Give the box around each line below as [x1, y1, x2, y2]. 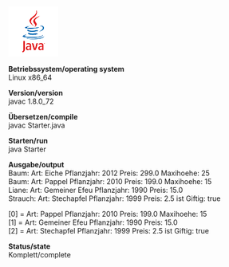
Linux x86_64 [8, 73, 53, 82]
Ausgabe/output [8, 160, 65, 169]
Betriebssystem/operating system [8, 65, 125, 73]
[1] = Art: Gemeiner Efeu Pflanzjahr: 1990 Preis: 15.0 [8, 218, 178, 227]
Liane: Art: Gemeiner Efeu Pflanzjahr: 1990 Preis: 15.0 [8, 186, 184, 194]
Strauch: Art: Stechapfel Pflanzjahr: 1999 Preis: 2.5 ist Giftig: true [8, 194, 221, 203]
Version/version [8, 88, 64, 97]
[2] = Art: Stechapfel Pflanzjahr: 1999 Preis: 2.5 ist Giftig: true [8, 226, 210, 235]
